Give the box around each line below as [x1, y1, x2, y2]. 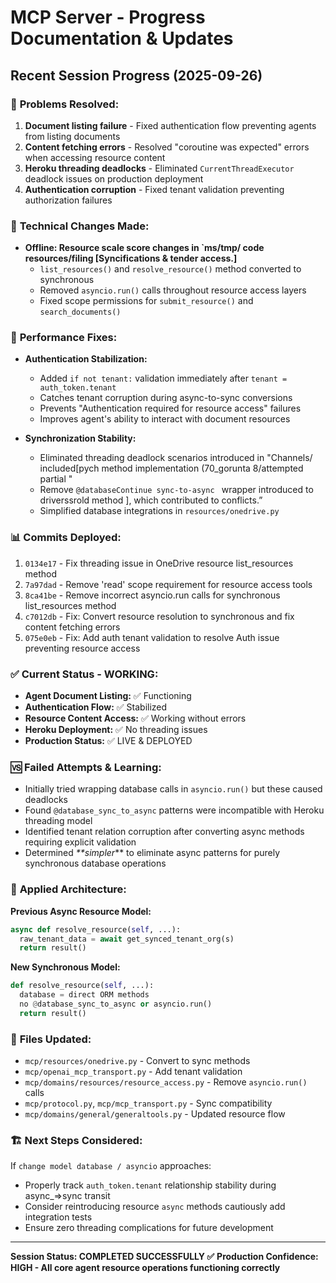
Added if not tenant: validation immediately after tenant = [39, 372, 288, 385]
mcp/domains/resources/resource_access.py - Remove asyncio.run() [24, 1076, 308, 1088]
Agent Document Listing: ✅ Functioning [24, 690, 192, 702]
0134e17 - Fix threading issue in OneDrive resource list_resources [24, 557, 294, 569]
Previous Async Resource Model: [10, 905, 152, 917]
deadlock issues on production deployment [24, 172, 204, 185]
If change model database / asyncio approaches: [10, 1160, 212, 1172]
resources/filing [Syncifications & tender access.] [24, 252, 238, 265]
